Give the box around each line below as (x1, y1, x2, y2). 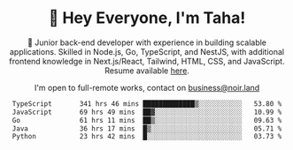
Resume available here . (104, 65, 190, 76)
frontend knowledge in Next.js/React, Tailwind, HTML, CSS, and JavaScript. (9, 56, 285, 66)
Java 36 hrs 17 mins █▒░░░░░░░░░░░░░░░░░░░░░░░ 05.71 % (12, 124, 282, 133)
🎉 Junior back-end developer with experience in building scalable (27, 37, 266, 48)
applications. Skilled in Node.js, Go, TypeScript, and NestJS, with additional (9, 46, 285, 56)
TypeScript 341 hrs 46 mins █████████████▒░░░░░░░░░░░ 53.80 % (12, 99, 282, 109)
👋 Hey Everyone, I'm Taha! (48, 8, 246, 28)
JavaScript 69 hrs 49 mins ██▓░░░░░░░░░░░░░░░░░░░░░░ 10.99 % (12, 108, 282, 116)
